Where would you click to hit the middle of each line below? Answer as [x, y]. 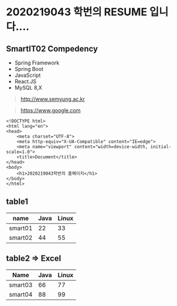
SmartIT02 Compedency [52, 48]
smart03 [21, 285]
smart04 [21, 294]
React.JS [25, 81]
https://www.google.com [50, 110]
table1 [17, 202]
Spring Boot [29, 69]
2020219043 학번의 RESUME [77, 12]
